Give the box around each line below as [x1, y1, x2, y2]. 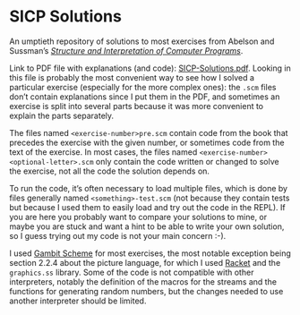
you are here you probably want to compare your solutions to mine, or [9, 211, 268, 222]
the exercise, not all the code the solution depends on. [9, 166, 210, 176]
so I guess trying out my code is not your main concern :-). [9, 230, 227, 241]
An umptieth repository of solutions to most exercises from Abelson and [9, 36, 275, 47]
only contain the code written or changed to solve [95, 156, 279, 166]
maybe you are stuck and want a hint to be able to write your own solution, [9, 221, 285, 232]
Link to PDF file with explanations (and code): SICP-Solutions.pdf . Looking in [9, 63, 291, 73]
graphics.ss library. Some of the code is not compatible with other [9, 267, 254, 277]
